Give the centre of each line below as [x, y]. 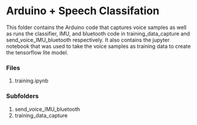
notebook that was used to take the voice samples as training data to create [98, 46]
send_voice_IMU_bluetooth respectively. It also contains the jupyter [88, 40]
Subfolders [22, 96]
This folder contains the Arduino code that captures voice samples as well [96, 27]
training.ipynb [31, 81]
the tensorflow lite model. [37, 52]
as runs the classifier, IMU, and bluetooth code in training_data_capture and [98, 33]
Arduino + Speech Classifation [83, 11]
